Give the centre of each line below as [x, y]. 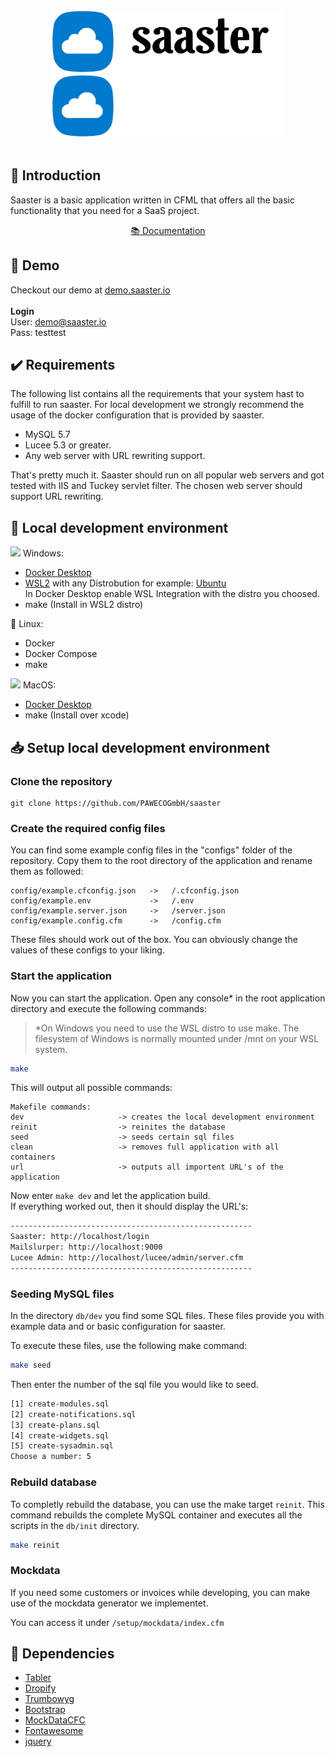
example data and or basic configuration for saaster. [118, 1326]
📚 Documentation [168, 230]
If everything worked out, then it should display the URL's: [129, 1206]
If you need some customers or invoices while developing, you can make [160, 1592]
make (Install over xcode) [77, 715]
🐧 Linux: [27, 624]
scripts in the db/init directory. [75, 1525]
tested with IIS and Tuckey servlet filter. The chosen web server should [156, 486]
